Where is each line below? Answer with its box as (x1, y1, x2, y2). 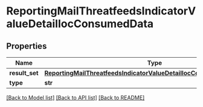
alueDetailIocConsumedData (6, 17, 154, 31)
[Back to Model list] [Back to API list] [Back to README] (6, 94, 145, 101)
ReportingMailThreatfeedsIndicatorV (6, 4, 196, 18)
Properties (6, 41, 47, 51)
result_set (9, 69, 39, 77)
